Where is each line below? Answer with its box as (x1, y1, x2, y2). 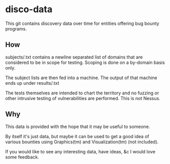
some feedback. (5, 154, 40, 160)
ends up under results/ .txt (5, 80, 59, 86)
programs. (5, 25, 27, 31)
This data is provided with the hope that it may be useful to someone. (5, 123, 150, 129)
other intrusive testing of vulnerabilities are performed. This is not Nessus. (5, 95, 161, 101)
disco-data (5, 4, 53, 15)
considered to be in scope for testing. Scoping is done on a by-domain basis (5, 59, 165, 65)
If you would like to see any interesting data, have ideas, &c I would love (5, 148, 156, 154)
